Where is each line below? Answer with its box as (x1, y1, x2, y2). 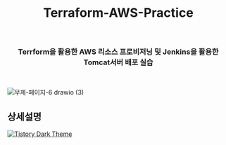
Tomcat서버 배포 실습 (83, 57, 153, 67)
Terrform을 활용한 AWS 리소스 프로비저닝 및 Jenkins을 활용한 (18, 47, 219, 57)
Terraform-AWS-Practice (43, 5, 194, 21)
